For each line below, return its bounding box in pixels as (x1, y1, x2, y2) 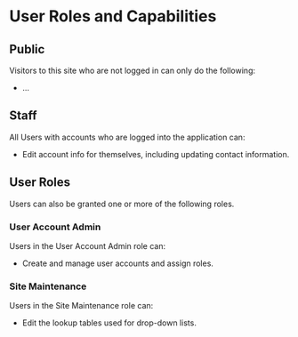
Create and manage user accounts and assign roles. (21, 258, 213, 269)
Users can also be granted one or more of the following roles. (9, 198, 235, 209)
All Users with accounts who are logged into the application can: (9, 132, 246, 142)
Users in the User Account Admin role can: (9, 240, 166, 251)
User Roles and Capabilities (9, 6, 217, 27)
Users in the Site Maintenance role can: (9, 301, 154, 311)
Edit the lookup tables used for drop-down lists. (21, 317, 197, 328)
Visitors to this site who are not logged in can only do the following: (9, 65, 256, 76)
